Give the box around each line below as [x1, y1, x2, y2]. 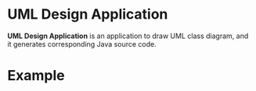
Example [7, 67, 65, 85]
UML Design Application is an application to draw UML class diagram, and [7, 31, 249, 40]
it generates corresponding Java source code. [7, 39, 157, 48]
